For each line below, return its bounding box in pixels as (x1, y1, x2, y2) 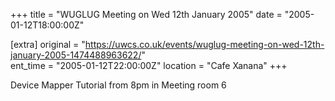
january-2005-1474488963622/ (10, 49, 142, 61)
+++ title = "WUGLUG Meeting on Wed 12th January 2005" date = (10, 9, 283, 20)
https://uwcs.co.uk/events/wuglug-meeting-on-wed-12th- (84, 39, 325, 50)
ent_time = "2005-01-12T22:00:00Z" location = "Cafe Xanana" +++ (10, 60, 288, 71)
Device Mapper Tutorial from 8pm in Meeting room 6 (10, 79, 227, 91)
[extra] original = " (10, 39, 86, 50)
